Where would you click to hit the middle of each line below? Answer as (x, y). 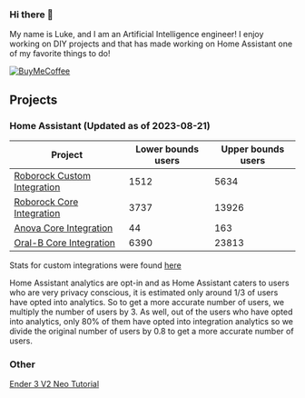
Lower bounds (167, 149)
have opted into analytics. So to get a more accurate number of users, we (147, 302)
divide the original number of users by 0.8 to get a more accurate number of (152, 331)
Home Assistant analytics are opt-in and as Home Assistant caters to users (149, 283)
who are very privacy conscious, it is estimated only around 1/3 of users (144, 292)
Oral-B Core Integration (65, 243)
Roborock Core (46, 202)
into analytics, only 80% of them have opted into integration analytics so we (151, 321)
